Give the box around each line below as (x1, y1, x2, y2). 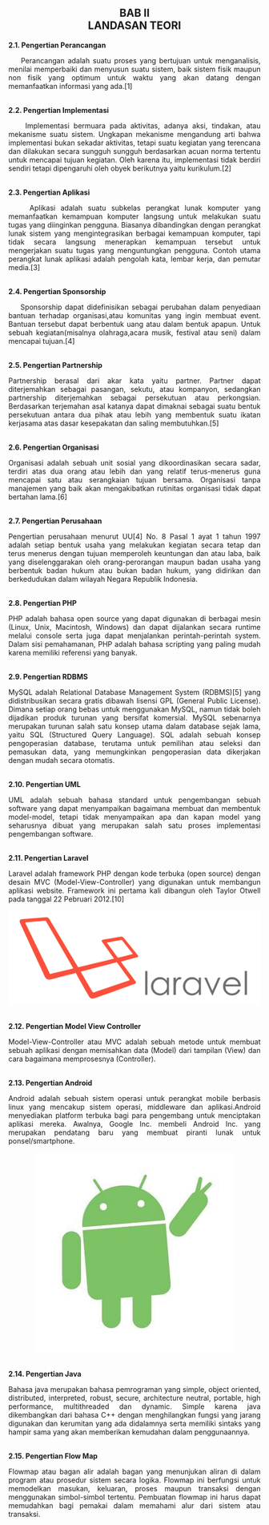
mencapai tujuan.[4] (8, 336, 75, 345)
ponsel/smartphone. (8, 1136, 75, 1145)
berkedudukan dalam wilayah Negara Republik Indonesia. (8, 574, 198, 583)
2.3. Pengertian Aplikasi (8, 188, 90, 197)
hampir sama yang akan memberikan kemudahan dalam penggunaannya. (8, 1426, 251, 1437)
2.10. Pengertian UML (8, 779, 82, 789)
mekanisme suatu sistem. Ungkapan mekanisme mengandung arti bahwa (8, 129, 261, 139)
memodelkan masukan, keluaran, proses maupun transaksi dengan (8, 1483, 261, 1493)
